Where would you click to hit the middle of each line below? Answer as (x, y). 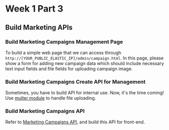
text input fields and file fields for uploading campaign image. (69, 69)
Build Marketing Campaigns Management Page (64, 42)
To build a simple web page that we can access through (63, 52)
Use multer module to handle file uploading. (51, 98)
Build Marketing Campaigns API (45, 111)
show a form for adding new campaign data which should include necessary (85, 63)
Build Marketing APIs (39, 27)
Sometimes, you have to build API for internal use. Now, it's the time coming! (84, 93)
